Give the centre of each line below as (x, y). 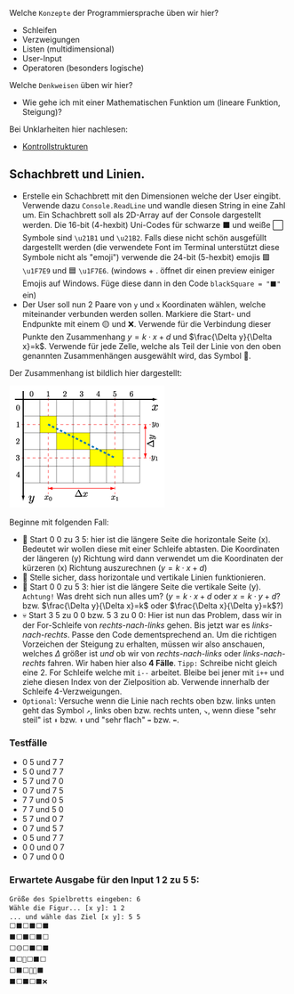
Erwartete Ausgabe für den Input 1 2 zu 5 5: (104, 880)
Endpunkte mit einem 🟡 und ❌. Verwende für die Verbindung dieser (147, 323)
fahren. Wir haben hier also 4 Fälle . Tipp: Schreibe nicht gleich (163, 663)
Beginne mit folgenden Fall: (59, 522)
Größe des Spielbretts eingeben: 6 (75, 900)
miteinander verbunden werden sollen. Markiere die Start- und (136, 314)
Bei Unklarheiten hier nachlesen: (69, 129)
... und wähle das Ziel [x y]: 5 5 (75, 917)
